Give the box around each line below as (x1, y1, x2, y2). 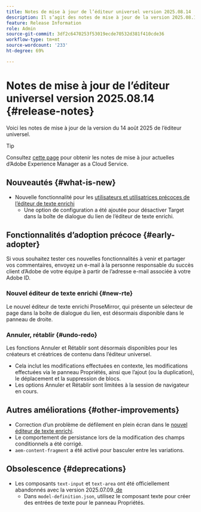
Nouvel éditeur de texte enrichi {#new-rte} (6, 289, 133, 297)
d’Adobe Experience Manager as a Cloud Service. (6, 160, 129, 167)
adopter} (6, 239, 40, 249)
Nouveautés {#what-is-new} (6, 177, 116, 188)
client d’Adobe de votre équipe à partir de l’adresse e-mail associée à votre (6, 268, 191, 275)
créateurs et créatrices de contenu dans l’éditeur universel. (6, 350, 152, 357)
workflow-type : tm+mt (6, 37, 60, 43)
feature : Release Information (6, 20, 82, 26)
